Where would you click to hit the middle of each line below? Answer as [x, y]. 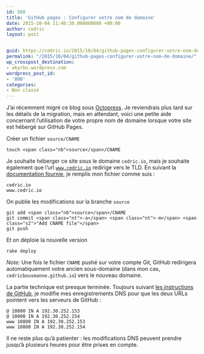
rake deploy [21, 251]
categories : [21, 85]
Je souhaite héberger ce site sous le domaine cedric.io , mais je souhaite [98, 161]
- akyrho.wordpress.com [36, 67]
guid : [13, 51]
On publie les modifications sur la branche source [68, 202]
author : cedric [25, 29]
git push [17, 229]
